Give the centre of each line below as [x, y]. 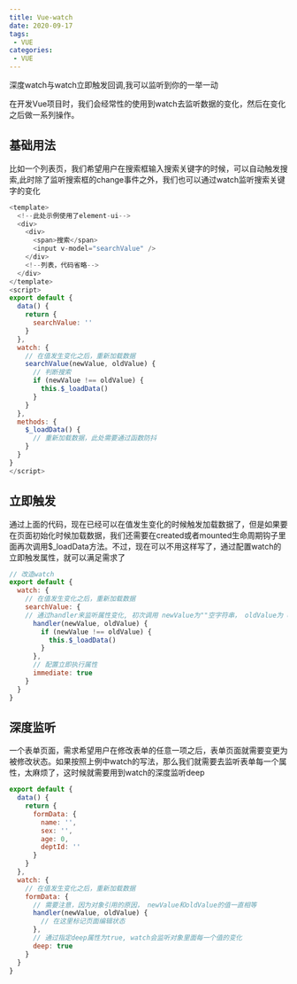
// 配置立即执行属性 [65, 665]
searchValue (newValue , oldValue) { [91, 364]
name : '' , [59, 822]
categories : [31, 51]
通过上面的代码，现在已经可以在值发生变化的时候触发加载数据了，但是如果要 [148, 524]
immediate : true [62, 673]
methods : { [37, 422]
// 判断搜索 [52, 372]
